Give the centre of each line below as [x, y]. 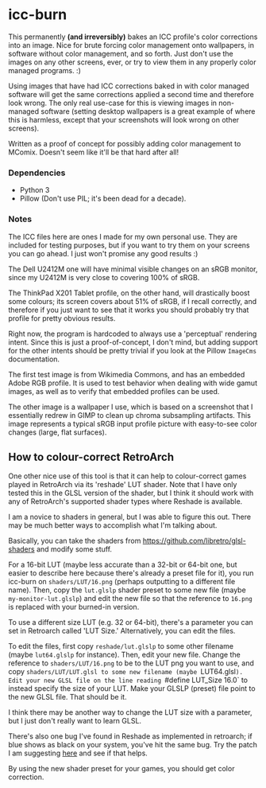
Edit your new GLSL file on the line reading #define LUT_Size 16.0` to [128, 680]
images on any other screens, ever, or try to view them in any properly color [132, 62]
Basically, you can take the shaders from [75, 541]
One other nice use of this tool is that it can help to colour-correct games [127, 476]
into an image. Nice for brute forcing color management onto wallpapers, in [131, 45]
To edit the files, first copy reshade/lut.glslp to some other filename [121, 646]
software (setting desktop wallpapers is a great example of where [148, 111]
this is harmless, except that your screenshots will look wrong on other [124, 119]
